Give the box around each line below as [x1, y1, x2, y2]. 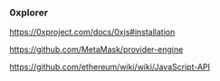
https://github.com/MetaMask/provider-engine [9, 44, 184, 55]
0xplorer [9, 6, 48, 19]
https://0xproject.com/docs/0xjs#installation [9, 27, 176, 38]
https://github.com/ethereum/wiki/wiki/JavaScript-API [9, 61, 211, 73]
